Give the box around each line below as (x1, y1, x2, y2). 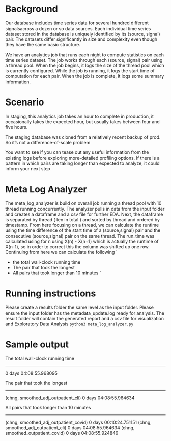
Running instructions (5, 288, 96, 299)
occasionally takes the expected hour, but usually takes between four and (5, 118, 160, 125)
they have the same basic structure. (5, 41, 80, 47)
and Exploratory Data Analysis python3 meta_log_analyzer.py (5, 321, 134, 327)
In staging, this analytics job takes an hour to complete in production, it (5, 113, 154, 119)
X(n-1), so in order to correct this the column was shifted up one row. (5, 243, 150, 250)
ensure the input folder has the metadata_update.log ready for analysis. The (5, 309, 164, 316)
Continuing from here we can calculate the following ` (5, 249, 118, 255)
